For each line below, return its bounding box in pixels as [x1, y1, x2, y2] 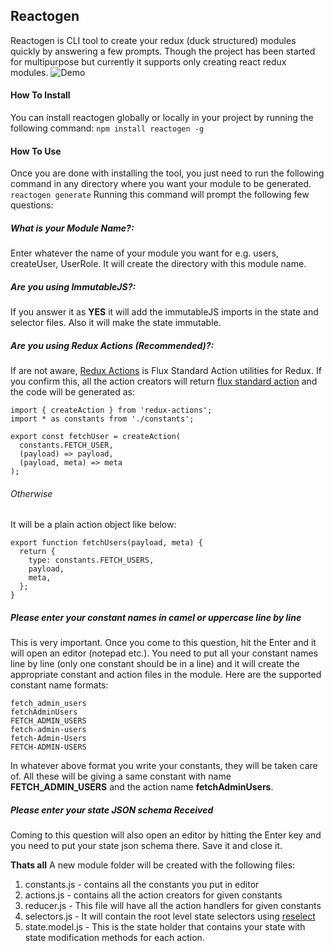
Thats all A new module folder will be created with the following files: [10, 859, 296, 871]
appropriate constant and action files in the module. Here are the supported [10, 669, 322, 681]
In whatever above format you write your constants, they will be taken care [10, 760, 318, 772]
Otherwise [10, 487, 53, 499]
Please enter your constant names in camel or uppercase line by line [10, 611, 302, 623]
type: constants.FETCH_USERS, [28, 555, 155, 566]
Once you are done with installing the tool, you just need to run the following [10, 167, 325, 179]
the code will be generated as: [10, 386, 135, 398]
